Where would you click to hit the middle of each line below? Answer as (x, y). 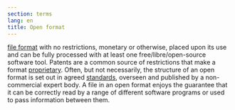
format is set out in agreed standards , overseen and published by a (106, 77)
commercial (25, 85)
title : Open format (36, 27)
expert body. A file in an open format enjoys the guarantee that (135, 85)
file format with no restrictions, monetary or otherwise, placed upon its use (117, 48)
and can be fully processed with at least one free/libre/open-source (107, 55)
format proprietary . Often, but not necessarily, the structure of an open (111, 70)
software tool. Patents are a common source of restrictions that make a (111, 62)
